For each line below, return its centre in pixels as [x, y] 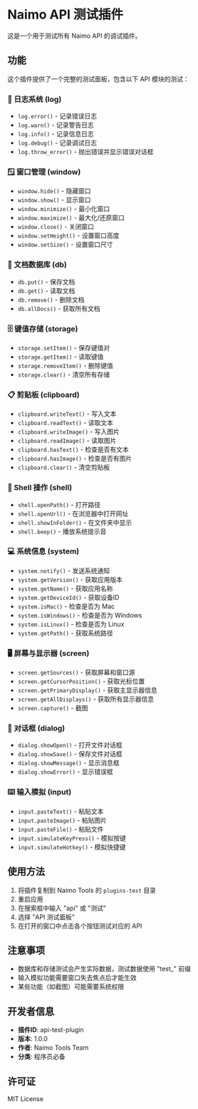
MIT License [26, 1098]
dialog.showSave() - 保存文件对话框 [70, 754]
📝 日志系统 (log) [35, 99]
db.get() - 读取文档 [46, 290]
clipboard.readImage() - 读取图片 [67, 441]
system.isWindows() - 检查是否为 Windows [80, 615]
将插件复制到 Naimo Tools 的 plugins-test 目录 [87, 890]
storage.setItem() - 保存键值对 [64, 347]
